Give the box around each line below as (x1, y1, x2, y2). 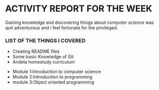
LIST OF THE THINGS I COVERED (5, 37, 86, 44)
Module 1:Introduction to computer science (12, 69, 101, 75)
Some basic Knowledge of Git (12, 54, 74, 60)
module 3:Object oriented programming (12, 79, 94, 85)
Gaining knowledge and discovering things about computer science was (5, 19, 154, 25)
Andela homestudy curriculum (12, 59, 75, 65)
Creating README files (12, 48, 60, 55)
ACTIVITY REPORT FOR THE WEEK (5, 3, 152, 14)
